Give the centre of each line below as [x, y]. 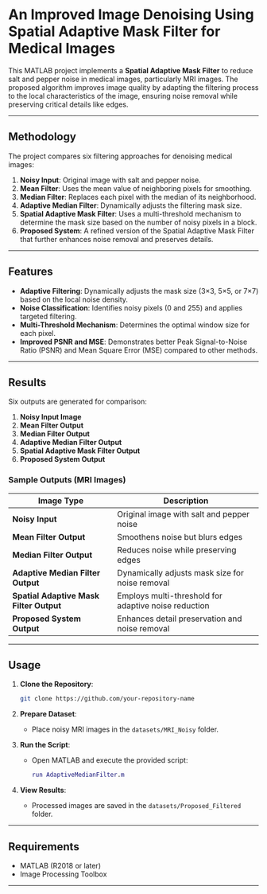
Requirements [44, 847]
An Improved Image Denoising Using [131, 15]
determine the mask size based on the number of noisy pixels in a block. [138, 222]
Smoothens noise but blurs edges [180, 537]
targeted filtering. [48, 316]
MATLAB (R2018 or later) [60, 866]
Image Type [61, 501]
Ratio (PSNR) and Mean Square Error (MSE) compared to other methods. [139, 350]
